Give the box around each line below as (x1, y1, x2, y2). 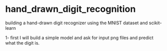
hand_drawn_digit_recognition (5, 3, 136, 15)
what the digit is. (5, 40, 40, 46)
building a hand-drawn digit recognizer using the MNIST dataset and (5, 20, 148, 26)
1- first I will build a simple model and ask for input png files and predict (5, 35, 154, 41)
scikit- (148, 20, 162, 26)
